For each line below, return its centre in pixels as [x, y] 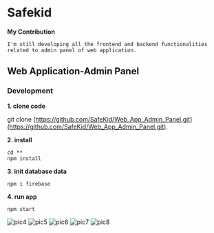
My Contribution [31, 32]
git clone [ [21, 119]
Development [30, 91]
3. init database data [37, 171]
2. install [20, 140]
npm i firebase [29, 184]
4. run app [22, 197]
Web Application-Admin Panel [73, 71]
